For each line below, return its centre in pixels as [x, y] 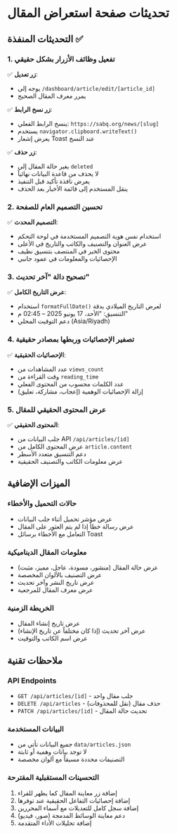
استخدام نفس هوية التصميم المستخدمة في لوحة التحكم [89, 236]
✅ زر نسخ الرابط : [30, 109]
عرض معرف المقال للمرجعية [55, 590]
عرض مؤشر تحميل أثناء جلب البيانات [65, 519]
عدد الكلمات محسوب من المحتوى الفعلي [71, 384]
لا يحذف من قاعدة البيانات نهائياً [58, 173]
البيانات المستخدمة [36, 728]
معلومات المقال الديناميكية [47, 552]
